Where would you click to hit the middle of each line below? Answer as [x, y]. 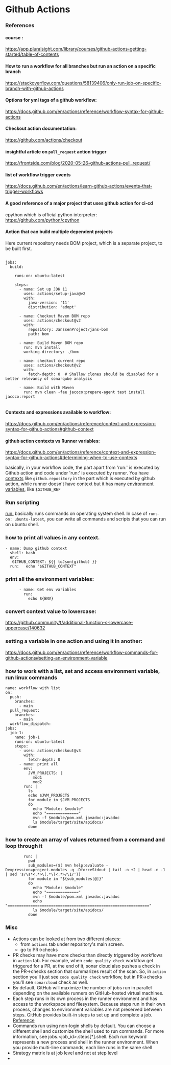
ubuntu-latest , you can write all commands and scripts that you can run [90, 519]
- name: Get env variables [47, 590]
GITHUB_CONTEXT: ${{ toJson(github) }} [54, 562]
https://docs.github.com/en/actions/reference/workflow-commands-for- [82, 652]
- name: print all [38, 764]
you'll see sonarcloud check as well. [50, 982]
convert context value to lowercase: [51, 611]
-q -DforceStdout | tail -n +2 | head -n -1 [117, 870]
